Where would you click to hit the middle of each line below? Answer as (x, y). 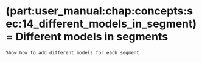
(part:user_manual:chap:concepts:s (99, 11)
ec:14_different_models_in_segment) (101, 24)
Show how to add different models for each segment (72, 52)
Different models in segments (92, 37)
